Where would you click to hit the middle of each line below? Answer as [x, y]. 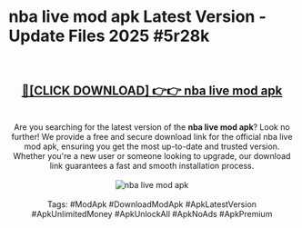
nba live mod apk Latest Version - [137, 17]
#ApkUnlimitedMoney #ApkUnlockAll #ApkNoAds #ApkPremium [152, 213]
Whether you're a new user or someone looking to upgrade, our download [152, 155]
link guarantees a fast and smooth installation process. [152, 165]
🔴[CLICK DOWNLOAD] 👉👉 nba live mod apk [152, 91]
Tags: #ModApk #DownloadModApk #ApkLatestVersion [152, 204]
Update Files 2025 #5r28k [109, 36]
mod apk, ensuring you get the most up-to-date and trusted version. [152, 146]
